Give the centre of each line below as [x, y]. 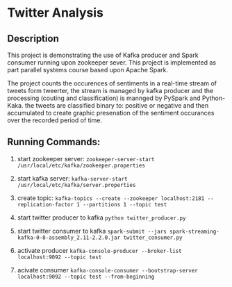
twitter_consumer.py [153, 238]
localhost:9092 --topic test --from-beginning [86, 277]
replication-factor [45, 204]
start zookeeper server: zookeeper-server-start [86, 158]
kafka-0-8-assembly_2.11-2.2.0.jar [69, 238]
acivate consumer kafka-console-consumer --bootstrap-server [107, 270]
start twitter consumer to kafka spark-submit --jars [92, 231]
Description [33, 39]
